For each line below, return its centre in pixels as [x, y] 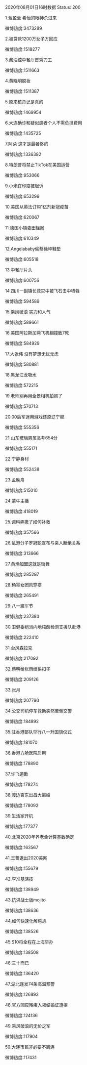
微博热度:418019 [22, 511]
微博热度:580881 [22, 364]
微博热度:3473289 [24, 28]
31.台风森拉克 [19, 648]
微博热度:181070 [21, 742]
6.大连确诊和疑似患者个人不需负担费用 [44, 123]
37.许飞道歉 [17, 774]
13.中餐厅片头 [19, 270]
